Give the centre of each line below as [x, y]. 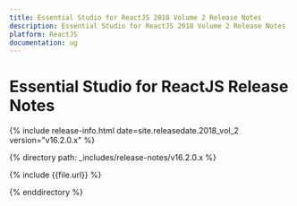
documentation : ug [43, 43]
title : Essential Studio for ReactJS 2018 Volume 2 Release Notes [136, 17]
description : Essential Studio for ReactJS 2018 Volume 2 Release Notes [148, 26]
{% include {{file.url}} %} [55, 175]
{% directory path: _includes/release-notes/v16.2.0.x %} [113, 158]
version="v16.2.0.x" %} [52, 141]
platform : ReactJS [43, 34]
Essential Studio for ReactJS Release [149, 87]
